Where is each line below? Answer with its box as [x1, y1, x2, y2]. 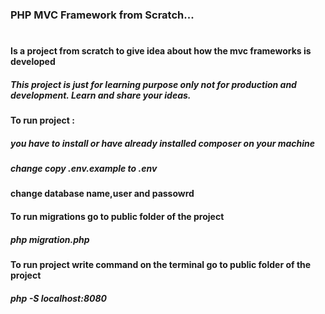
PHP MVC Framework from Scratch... [10, 8, 195, 22]
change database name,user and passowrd [10, 188, 195, 200]
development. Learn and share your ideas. [10, 89, 192, 101]
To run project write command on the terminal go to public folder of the [10, 258, 312, 270]
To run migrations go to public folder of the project [10, 211, 225, 223]
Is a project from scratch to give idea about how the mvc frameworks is [10, 45, 312, 57]
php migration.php [10, 233, 90, 245]
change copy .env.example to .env [10, 163, 158, 175]
